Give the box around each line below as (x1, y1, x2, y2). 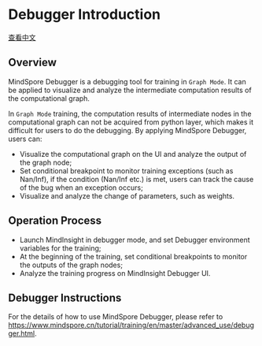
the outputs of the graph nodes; (19, 260, 124, 270)
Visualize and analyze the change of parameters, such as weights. (19, 191, 234, 200)
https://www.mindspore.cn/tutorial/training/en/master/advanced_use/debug (8, 321, 254, 330)
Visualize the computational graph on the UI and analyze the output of (19, 149, 247, 158)
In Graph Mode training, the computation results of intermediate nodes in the (8, 109, 252, 118)
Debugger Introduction (8, 6, 161, 24)
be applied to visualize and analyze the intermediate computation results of (8, 85, 252, 95)
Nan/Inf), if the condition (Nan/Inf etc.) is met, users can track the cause (19, 174, 254, 184)
